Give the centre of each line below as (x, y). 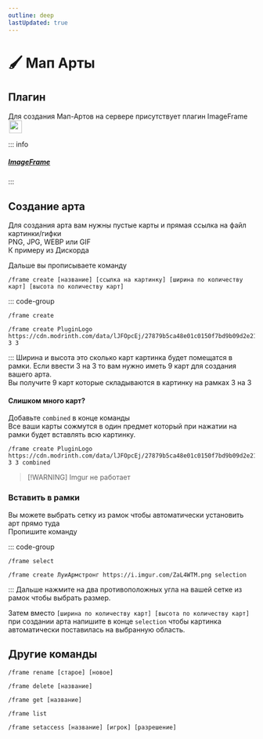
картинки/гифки (35, 234)
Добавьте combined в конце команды (69, 418)
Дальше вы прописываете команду (68, 266)
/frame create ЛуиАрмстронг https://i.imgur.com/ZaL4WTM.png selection (127, 575)
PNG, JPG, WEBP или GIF (50, 242)
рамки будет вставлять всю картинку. (72, 435)
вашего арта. (30, 374)
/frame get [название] (45, 700)
